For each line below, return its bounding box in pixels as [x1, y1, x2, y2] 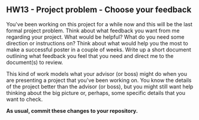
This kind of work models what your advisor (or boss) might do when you [6, 70, 188, 77]
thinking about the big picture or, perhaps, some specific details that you [6, 89, 186, 96]
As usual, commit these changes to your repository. [6, 107, 138, 114]
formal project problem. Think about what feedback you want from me [6, 27, 180, 34]
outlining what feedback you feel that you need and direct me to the [6, 52, 174, 59]
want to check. [6, 96, 43, 103]
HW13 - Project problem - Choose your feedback [6, 5, 192, 15]
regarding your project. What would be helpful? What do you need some [6, 33, 185, 41]
